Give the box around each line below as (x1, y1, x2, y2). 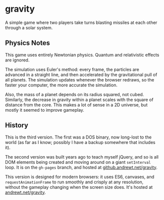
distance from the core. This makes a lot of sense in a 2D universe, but (5, 101, 148, 108)
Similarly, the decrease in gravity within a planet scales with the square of (5, 97, 154, 102)
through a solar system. (5, 24, 53, 30)
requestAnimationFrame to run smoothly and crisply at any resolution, (5, 179, 143, 185)
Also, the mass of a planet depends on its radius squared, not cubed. (5, 91, 144, 97)
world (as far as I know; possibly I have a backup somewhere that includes (5, 139, 156, 145)
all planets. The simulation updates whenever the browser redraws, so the (5, 77, 154, 82)
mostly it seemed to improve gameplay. (5, 107, 85, 113)
